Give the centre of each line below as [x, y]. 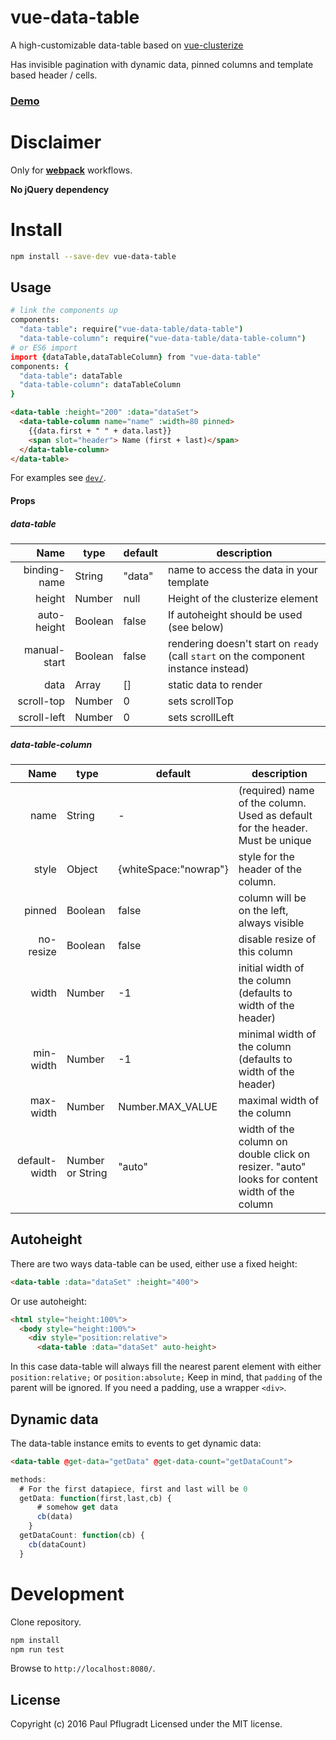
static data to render [215, 684]
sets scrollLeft [201, 717]
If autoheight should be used [235, 614]
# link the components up [64, 311]
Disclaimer [56, 142]
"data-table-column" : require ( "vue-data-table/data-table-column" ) [163, 339]
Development [67, 1593]
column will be [272, 898]
